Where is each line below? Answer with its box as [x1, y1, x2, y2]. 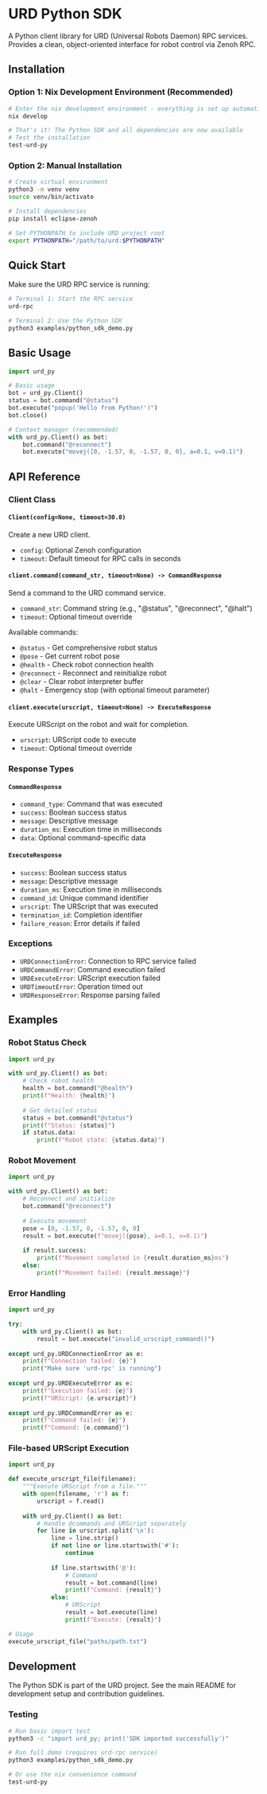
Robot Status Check [8, 1037, 87, 1048]
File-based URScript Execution [8, 1443, 130, 1454]
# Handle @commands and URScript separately [37, 1519, 187, 1527]
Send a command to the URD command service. [8, 588, 166, 598]
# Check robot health [22, 1077, 94, 1085]
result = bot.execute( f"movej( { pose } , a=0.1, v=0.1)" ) [22, 1232, 208, 1240]
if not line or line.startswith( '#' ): [50, 1542, 180, 1550]
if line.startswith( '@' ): [50, 1564, 137, 1572]
